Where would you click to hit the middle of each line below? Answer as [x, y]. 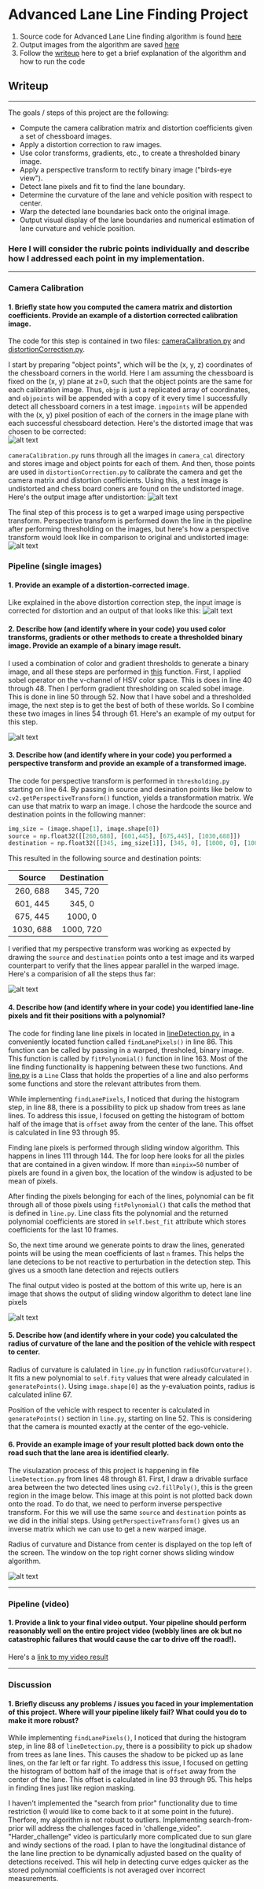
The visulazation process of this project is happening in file [104, 1470]
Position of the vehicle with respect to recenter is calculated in [109, 1409]
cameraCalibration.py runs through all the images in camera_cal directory [126, 455]
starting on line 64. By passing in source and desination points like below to [130, 789]
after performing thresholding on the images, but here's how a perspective [129, 529]
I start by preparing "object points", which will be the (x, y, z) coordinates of [130, 365]
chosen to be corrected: [47, 432]
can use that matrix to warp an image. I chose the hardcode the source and [130, 806]
